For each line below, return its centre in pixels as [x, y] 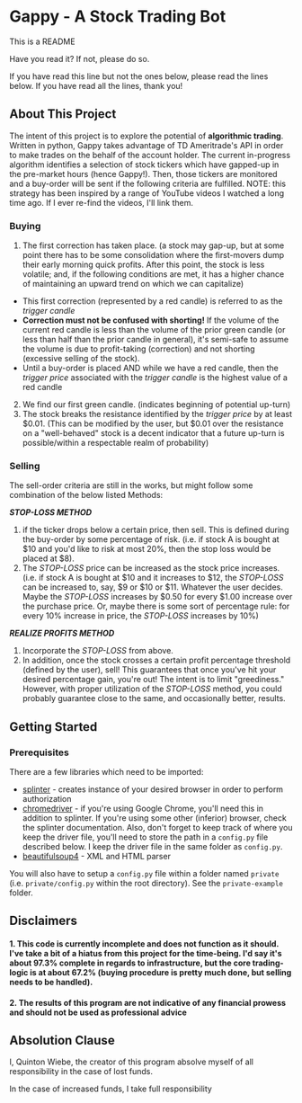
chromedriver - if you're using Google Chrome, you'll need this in [142, 809]
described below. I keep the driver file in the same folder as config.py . [152, 847]
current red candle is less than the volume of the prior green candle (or [154, 330]
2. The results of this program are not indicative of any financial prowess [147, 1002]
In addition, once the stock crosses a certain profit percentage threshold [156, 660]
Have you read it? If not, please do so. [80, 58]
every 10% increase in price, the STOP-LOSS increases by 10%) [140, 616]
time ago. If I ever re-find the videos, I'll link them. [101, 202]
